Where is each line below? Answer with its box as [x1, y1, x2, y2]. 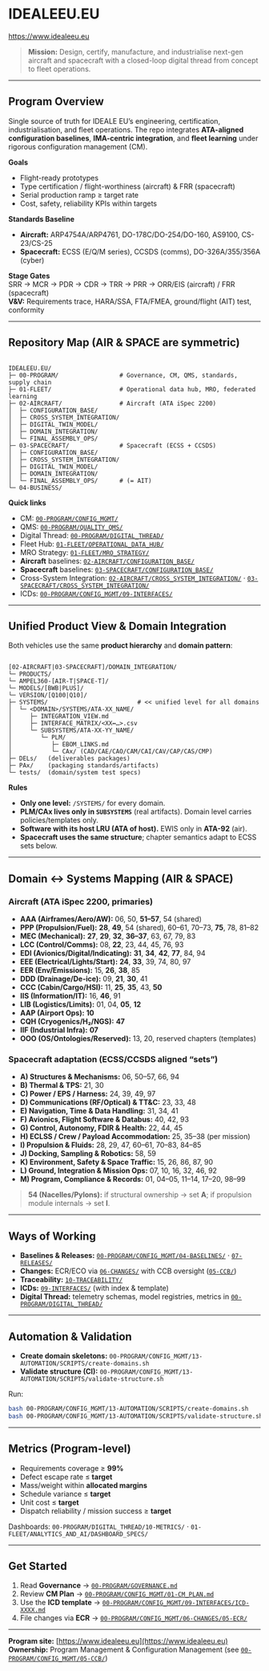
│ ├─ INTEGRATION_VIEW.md [8, 713, 110, 721]
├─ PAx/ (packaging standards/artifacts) [8, 762, 159, 770]
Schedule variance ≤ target [19, 1489, 111, 1498]
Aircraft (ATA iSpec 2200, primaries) [8, 896, 154, 907]
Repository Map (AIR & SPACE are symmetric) [8, 336, 240, 349]
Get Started [8, 1559, 67, 1573]
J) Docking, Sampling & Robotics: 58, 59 [19, 1149, 156, 1158]
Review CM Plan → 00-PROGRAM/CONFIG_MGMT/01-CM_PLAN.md [19, 1589, 215, 1599]
